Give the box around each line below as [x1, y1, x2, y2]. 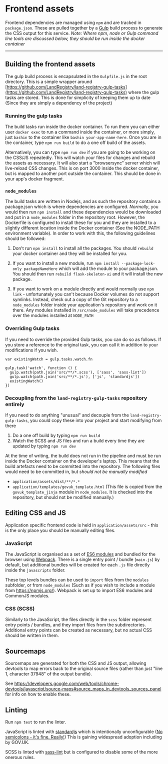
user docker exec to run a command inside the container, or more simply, [5, 129, 155, 135]
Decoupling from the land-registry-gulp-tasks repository [5, 394, 147, 401]
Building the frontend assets [5, 60, 96, 68]
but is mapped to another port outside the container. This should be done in [5, 170, 161, 176]
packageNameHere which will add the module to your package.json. [23, 265, 158, 271]
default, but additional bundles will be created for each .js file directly [5, 562, 150, 568]
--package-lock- [121, 261, 155, 266]
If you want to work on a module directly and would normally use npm [12, 286, 154, 292]
